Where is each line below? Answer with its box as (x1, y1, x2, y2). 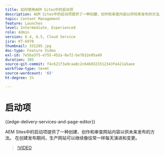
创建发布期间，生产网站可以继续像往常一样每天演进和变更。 (19, 135, 140, 141)
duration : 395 (5, 57, 34, 62)
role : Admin (5, 30, 29, 35)
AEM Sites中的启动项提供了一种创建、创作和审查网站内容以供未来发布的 (5, 129, 151, 134)
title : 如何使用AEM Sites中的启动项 (5, 7, 74, 12)
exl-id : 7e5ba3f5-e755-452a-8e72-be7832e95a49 (5, 52, 102, 58)
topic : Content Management (5, 16, 60, 21)
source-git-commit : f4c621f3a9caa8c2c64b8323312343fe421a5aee (5, 62, 135, 66)
